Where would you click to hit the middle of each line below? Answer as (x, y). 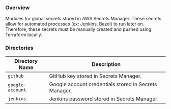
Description (106, 64)
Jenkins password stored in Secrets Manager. (104, 99)
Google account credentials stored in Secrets (103, 84)
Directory (26, 61)
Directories (19, 48)
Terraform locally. (24, 35)
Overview (18, 8)
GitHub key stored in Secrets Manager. (95, 76)
